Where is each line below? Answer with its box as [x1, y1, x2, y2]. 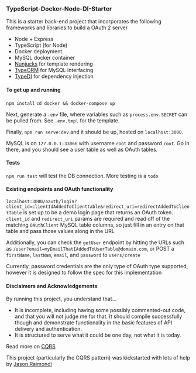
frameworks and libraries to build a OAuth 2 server [6, 24, 128, 31]
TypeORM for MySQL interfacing [14, 67, 94, 74]
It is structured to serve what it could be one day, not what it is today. [14, 331, 181, 338]
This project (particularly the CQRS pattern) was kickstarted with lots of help [6, 354, 190, 361]
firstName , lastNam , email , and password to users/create [6, 251, 140, 258]
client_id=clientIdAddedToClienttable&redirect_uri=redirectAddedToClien [6, 204, 190, 210]
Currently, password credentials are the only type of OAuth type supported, [6, 262, 188, 269]
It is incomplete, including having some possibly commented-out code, [14, 307, 186, 314]
